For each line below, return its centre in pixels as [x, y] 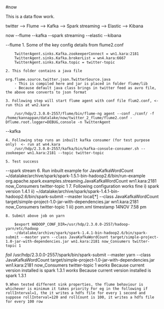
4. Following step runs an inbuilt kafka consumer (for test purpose [78, 140]
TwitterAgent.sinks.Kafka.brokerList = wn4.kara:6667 [70, 58]
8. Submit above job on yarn [35, 216]
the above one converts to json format [46, 92]
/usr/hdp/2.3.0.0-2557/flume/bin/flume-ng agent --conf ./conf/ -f [84, 114]
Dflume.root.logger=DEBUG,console [41, 122]
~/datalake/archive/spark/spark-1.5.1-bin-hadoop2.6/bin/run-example [75, 176]
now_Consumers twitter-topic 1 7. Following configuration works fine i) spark [82, 186]
